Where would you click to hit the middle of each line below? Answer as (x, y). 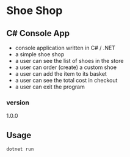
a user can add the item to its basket (61, 74)
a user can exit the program (50, 87)
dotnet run (20, 149)
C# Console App (38, 33)
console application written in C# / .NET (65, 48)
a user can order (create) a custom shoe (66, 67)
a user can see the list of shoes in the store (69, 61)
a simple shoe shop (40, 54)
